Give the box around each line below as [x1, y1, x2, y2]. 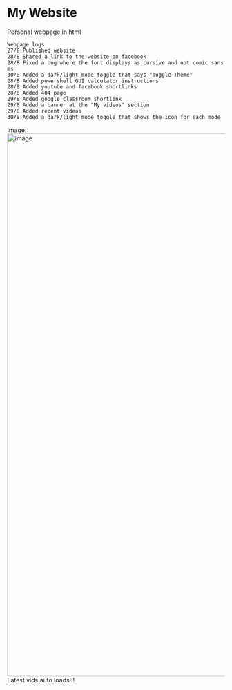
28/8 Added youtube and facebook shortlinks [7, 83, 137, 91]
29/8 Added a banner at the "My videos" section [7, 102, 150, 109]
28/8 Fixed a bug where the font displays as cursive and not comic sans [7, 59, 224, 66]
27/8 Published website [7, 47, 76, 54]
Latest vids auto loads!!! [7, 675, 75, 684]
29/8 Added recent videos [7, 107, 81, 115]
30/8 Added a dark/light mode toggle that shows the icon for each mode [7, 113, 221, 120]
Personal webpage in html [7, 28, 81, 36]
